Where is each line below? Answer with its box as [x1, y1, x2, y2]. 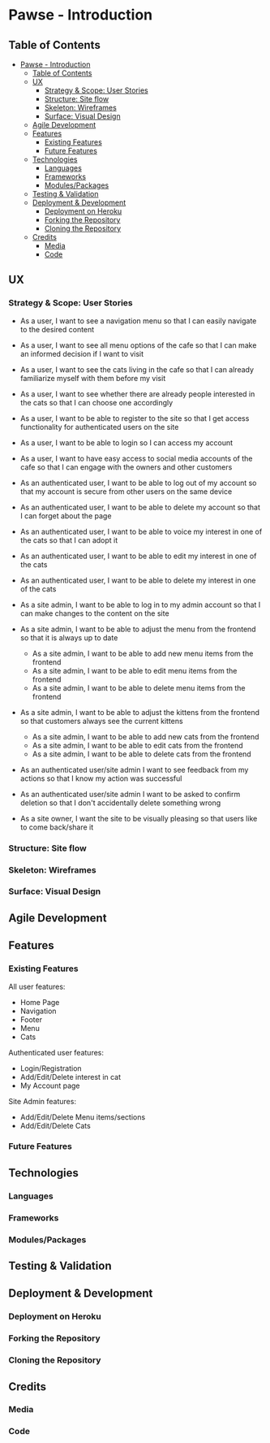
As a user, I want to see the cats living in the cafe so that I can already [19, 364, 254, 375]
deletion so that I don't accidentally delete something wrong [19, 798, 221, 808]
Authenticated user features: [8, 1047, 104, 1057]
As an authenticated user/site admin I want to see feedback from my [19, 765, 249, 774]
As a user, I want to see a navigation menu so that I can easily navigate [19, 315, 257, 326]
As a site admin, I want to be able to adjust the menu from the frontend [19, 624, 257, 634]
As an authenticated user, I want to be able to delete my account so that [19, 502, 261, 512]
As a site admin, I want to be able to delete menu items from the [32, 682, 246, 692]
